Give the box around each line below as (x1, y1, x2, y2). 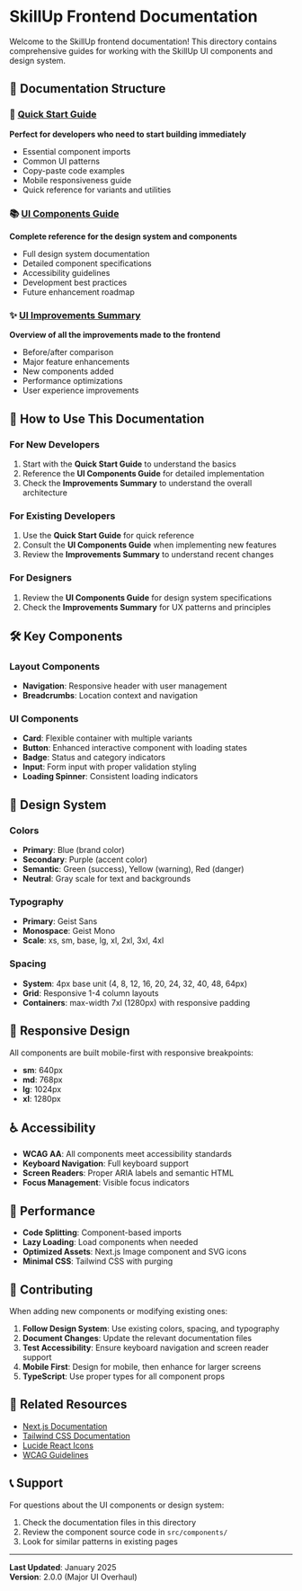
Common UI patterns (22, 156, 101, 166)
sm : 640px (22, 1064, 63, 1075)
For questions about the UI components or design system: (9, 1499, 225, 1510)
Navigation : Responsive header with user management (22, 680, 227, 691)
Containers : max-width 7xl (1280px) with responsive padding (22, 997, 251, 1008)
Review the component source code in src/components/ (22, 1526, 228, 1537)
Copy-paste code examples (22, 164, 126, 176)
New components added (22, 366, 114, 377)
